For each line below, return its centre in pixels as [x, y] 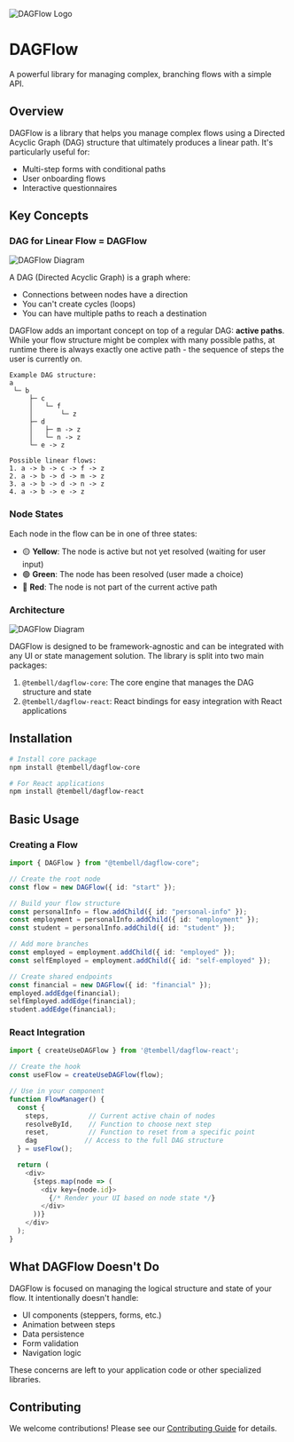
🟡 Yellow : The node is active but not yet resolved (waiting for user [144, 551]
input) [33, 564]
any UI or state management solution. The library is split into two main [136, 656]
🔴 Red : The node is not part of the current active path [120, 587]
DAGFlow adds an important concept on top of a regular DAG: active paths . [147, 331]
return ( [33, 1165]
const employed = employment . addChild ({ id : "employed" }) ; [123, 953]
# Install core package [53, 759]
